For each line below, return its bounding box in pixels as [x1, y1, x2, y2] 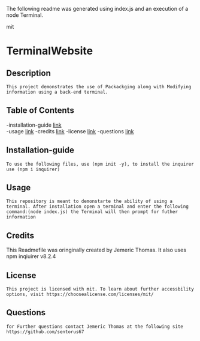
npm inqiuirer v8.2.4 [6, 253, 56, 260]
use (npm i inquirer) [6, 166, 60, 172]
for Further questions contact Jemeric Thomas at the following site [6, 324, 184, 330]
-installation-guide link [6, 121, 62, 128]
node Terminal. [6, 11, 44, 19]
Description [6, 68, 51, 78]
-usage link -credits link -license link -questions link [6, 127, 134, 134]
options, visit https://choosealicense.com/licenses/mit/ [6, 291, 154, 298]
